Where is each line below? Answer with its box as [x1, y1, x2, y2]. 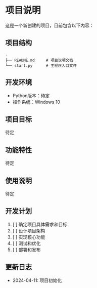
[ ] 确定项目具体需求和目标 [12, 221, 67, 227]
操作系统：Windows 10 [12, 99, 61, 105]
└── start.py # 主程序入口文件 [5, 63, 77, 68]
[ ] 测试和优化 [12, 240, 41, 246]
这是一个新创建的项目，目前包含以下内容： [5, 22, 94, 28]
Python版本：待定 [12, 92, 50, 99]
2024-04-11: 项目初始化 [12, 277, 62, 283]
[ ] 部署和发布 [12, 246, 41, 253]
